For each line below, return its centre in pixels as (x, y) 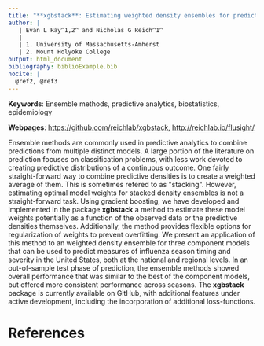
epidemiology (30, 112)
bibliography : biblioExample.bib (63, 67)
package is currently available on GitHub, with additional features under (124, 293)
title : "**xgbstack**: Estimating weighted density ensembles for (119, 15)
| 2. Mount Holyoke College (64, 52)
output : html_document (45, 60)
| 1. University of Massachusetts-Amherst (89, 45)
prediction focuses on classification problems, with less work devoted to (125, 159)
